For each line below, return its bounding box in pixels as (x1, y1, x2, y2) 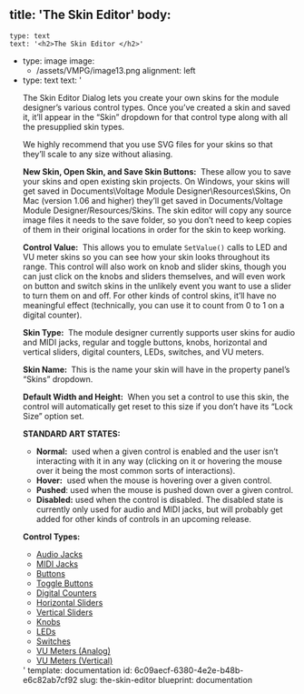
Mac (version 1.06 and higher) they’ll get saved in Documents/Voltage (22, 195, 283, 206)
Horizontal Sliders (35, 597, 103, 608)
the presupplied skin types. (22, 121, 125, 132)
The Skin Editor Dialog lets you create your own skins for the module (22, 92, 279, 103)
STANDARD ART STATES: (22, 427, 121, 439)
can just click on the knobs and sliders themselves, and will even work (22, 270, 286, 281)
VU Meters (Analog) (35, 645, 111, 656)
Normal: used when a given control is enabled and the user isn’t (35, 446, 279, 457)
